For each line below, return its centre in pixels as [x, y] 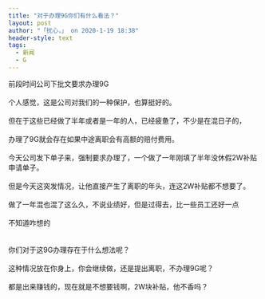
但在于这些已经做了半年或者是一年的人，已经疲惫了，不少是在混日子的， [127, 120]
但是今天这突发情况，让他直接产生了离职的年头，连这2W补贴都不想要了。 [129, 186]
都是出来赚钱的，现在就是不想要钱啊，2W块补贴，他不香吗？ [109, 286]
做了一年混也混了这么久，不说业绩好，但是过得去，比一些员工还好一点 [124, 204]
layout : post [30, 23]
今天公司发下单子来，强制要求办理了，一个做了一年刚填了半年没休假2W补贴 [133, 157]
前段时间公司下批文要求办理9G [59, 84]
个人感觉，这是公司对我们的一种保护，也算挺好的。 [92, 102]
